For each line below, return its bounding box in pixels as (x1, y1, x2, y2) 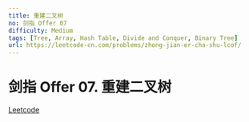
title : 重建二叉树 (8, 11, 64, 20)
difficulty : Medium (8, 26, 74, 34)
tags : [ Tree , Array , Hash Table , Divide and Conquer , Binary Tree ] (8, 33, 239, 42)
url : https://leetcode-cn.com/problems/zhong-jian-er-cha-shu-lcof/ (8, 41, 242, 49)
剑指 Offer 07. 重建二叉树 (8, 78, 172, 96)
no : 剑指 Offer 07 (8, 19, 67, 27)
